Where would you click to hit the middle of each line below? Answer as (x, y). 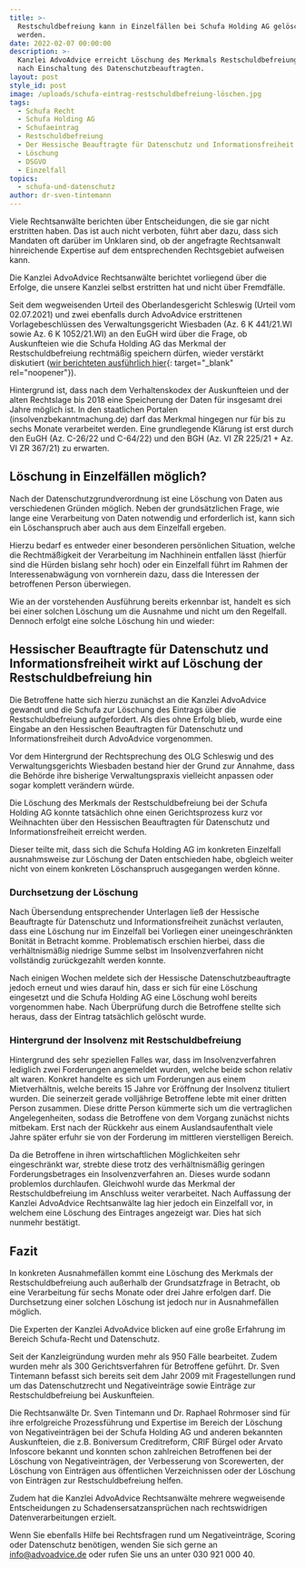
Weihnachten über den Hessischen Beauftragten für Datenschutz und (140, 822)
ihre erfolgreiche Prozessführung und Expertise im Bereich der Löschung (146, 1423)
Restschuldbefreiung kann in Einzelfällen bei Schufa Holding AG (144, 26)
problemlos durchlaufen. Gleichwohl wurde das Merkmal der (123, 1184)
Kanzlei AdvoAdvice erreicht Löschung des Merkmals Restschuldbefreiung (158, 60)
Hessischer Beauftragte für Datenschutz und (139, 650)
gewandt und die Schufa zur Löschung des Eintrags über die (123, 709)
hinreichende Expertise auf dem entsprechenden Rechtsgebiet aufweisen (147, 250)
